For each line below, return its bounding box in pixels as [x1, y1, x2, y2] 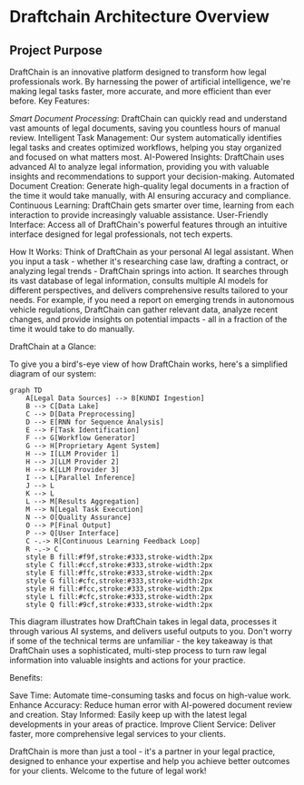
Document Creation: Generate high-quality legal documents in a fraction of [9, 181, 289, 191]
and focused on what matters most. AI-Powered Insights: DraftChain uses [9, 152, 285, 162]
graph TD [9, 386, 43, 395]
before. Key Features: [9, 95, 90, 106]
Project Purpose [9, 43, 103, 58]
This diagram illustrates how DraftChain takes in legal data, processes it [9, 616, 278, 627]
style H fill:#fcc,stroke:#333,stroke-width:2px [25, 584, 213, 594]
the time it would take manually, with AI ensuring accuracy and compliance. [9, 191, 292, 201]
